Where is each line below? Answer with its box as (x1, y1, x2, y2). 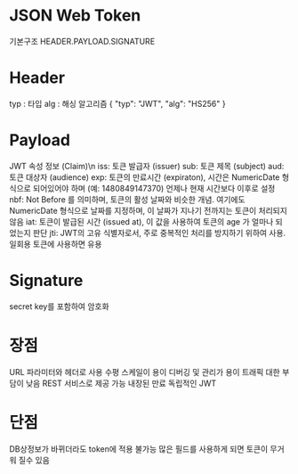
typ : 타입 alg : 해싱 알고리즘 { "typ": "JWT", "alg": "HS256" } (9, 98, 226, 109)
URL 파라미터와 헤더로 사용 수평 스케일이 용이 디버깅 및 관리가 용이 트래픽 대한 (9, 366, 280, 377)
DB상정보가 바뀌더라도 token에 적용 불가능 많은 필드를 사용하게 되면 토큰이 (9, 443, 269, 454)
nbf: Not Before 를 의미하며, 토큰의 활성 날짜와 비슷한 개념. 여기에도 (9, 193, 246, 205)
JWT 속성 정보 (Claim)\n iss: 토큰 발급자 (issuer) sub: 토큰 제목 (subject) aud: (9, 160, 285, 171)
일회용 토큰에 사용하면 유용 (9, 238, 102, 249)
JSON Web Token (9, 5, 141, 26)
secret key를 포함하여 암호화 (9, 300, 109, 312)
